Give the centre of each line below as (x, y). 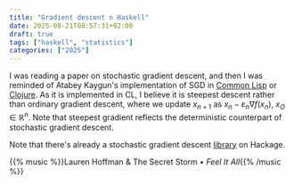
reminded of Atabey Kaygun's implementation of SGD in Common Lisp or (143, 85)
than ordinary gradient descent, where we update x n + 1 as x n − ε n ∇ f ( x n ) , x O (147, 105)
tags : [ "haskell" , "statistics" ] (71, 42)
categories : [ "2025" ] (49, 51)
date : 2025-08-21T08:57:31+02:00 (71, 26)
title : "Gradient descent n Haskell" (79, 17)
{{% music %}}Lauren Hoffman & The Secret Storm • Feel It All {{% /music (145, 162)
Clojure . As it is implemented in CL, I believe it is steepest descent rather (142, 95)
